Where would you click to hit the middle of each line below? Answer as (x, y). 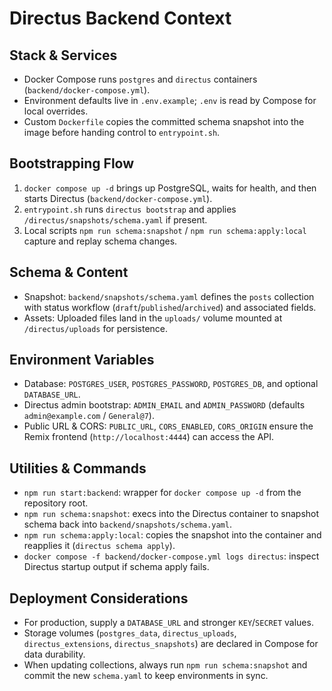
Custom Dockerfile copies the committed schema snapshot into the (164, 121)
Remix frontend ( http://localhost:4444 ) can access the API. (149, 437)
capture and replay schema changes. (100, 241)
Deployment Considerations (99, 598)
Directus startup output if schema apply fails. (116, 567)
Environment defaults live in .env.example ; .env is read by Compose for (170, 100)
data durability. (54, 654)
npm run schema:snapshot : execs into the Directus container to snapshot (171, 514)
